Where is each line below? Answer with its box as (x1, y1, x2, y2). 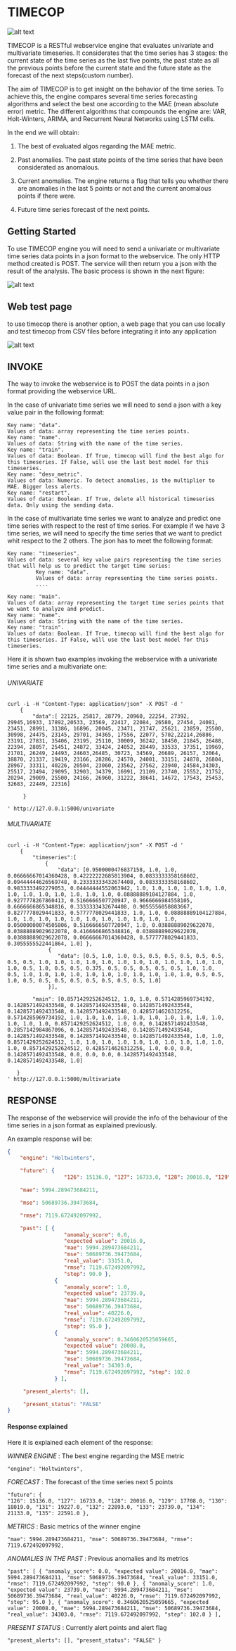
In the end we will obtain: (7, 128, 79, 137)
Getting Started (7, 226, 77, 238)
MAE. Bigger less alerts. (7, 483, 83, 491)
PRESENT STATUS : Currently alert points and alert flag (7, 1623, 167, 1631)
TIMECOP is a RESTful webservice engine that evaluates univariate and (7, 41, 214, 49)
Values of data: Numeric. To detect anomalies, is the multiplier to (7, 477, 216, 484)
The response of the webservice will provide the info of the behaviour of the (7, 1113, 228, 1122)
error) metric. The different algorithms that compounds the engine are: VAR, (7, 107, 227, 115)
